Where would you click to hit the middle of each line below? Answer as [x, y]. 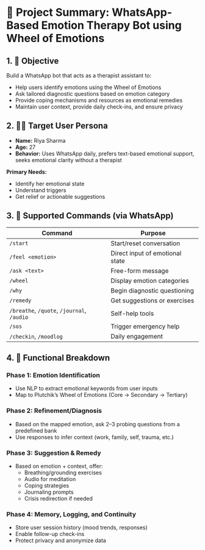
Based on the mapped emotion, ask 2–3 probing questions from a [97, 424]
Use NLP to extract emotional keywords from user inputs [86, 388]
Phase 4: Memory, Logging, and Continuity [71, 514]
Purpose [153, 233]
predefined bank [36, 430]
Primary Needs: [27, 172]
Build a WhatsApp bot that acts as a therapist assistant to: [79, 75]
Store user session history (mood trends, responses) [81, 527]
